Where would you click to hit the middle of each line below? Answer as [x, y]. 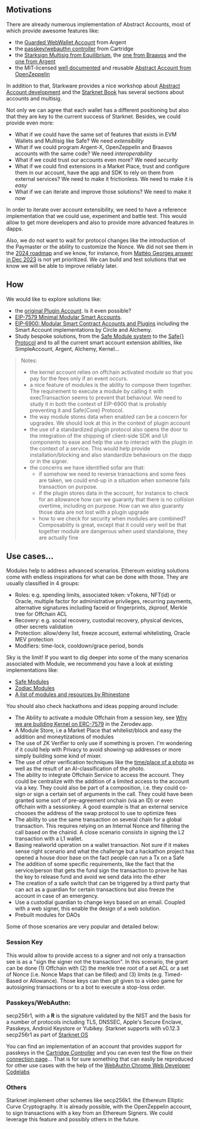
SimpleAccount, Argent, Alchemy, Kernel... [67, 349]
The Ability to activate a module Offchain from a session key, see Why [101, 718]
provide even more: [30, 123]
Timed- [173, 974]
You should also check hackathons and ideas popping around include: [93, 706]
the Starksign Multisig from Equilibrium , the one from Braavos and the [101, 55]
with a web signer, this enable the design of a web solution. [88, 909]
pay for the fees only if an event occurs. [79, 378]
